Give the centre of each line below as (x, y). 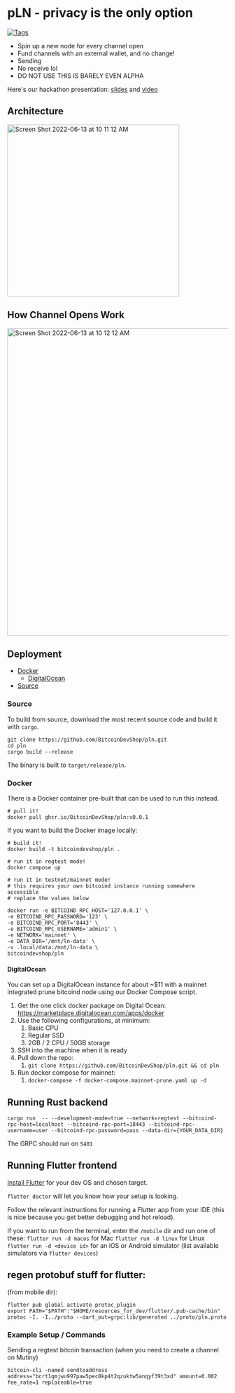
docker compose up (34, 867)
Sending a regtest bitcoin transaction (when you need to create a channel (113, 1350)
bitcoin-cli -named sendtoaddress (58, 1370)
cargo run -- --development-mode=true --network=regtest (93, 1118)
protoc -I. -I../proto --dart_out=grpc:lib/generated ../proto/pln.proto (117, 1317)
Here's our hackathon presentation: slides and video (83, 89)
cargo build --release (40, 752)
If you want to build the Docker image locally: (72, 830)
